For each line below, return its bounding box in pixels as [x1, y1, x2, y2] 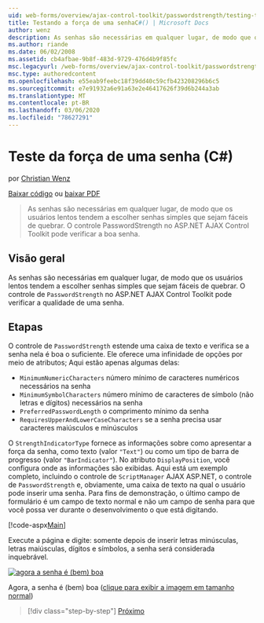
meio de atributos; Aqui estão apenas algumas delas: [8, 358, 180, 368]
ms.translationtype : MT [8, 92, 86, 100]
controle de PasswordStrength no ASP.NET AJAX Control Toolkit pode [8, 289, 233, 299]
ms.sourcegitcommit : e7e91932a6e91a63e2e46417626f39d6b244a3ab [8, 84, 220, 93]
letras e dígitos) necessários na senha [19, 398, 143, 408]
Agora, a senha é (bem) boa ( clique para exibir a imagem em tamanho [8, 583, 235, 592]
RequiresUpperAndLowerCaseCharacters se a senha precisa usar [19, 415, 222, 424]
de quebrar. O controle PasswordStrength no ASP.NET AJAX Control [27, 221, 250, 230]
